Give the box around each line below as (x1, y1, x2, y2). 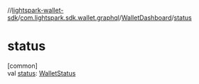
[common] (7, 61, 38, 70)
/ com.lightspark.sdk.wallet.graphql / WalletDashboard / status (17, 13, 192, 22)
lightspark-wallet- (11, 6, 64, 14)
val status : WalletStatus (7, 68, 76, 77)
